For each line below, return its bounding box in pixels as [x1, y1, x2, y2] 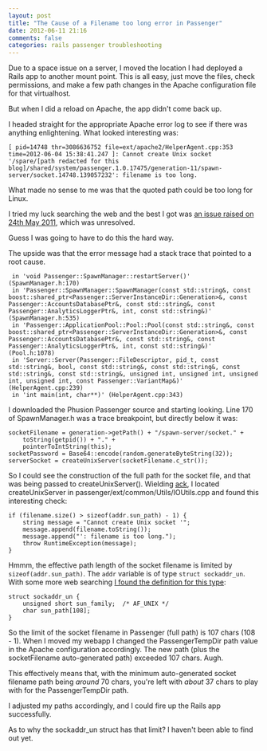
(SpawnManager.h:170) [8, 280, 80, 288]
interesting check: [8, 496, 68, 506]
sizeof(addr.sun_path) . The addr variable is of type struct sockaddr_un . [8, 569, 245, 579]
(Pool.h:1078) [8, 349, 56, 357]
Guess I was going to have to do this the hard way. [8, 233, 174, 243]
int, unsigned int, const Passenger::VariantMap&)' [8, 377, 183, 385]
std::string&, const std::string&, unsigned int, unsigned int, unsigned [8, 370, 259, 379]
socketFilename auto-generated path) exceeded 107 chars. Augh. [8, 653, 224, 663]
